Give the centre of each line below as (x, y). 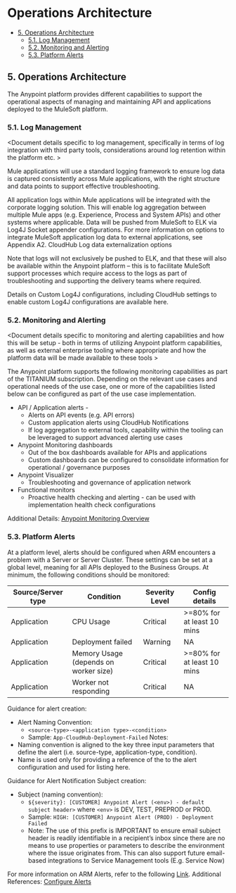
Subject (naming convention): (60, 794)
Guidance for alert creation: (47, 708)
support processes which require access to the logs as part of (97, 273)
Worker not (90, 682)
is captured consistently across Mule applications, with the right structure (113, 179)
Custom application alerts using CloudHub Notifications (108, 423)
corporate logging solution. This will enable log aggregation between (107, 207)
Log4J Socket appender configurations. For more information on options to (116, 230)
